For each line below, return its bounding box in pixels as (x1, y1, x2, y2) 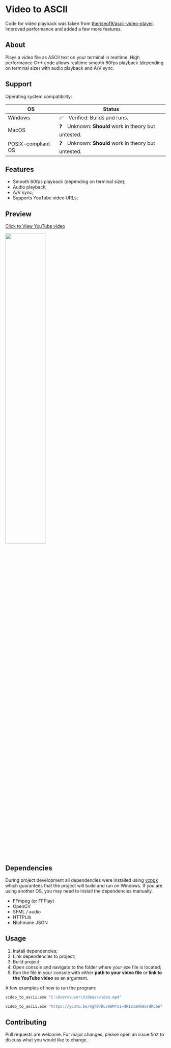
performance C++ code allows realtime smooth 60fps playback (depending (5, 60, 164, 66)
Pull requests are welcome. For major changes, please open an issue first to (5, 1031, 164, 1038)
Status (103, 106, 120, 113)
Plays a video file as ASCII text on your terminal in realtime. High (5, 54, 140, 60)
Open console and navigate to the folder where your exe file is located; (12, 964, 162, 970)
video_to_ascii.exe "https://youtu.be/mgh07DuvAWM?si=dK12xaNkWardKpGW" (5, 1004, 163, 1009)
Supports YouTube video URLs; (12, 195, 78, 201)
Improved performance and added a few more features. (5, 25, 122, 32)
